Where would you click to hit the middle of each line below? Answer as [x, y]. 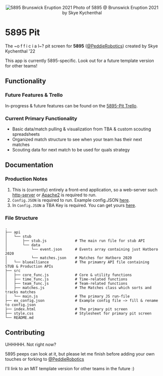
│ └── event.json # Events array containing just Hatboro [82, 249]
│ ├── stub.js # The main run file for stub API [75, 241]
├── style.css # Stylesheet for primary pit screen [78, 313]
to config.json [20, 305]
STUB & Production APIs [29, 266]
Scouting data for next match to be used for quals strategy [71, 149]
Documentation [29, 165]
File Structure [21, 218]
